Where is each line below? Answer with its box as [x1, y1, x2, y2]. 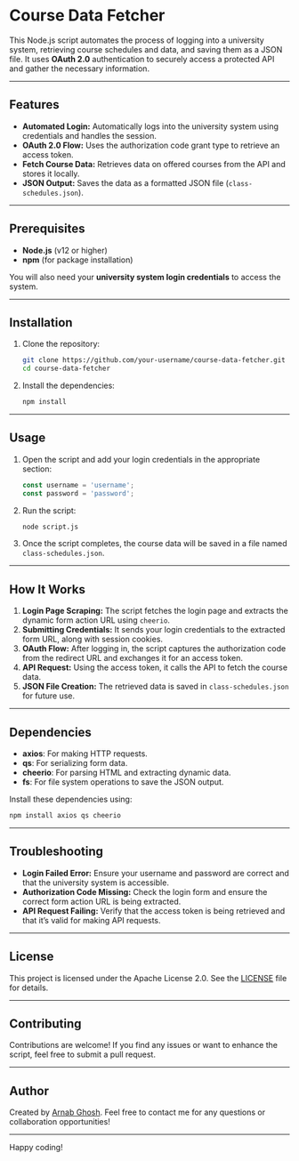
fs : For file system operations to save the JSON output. [21, 777, 224, 787]
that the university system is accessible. [21, 877, 169, 888]
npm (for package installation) [21, 254, 133, 265]
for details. [9, 982, 49, 993]
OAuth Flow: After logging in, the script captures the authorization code [21, 643, 287, 654]
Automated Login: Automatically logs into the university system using [21, 121, 279, 132]
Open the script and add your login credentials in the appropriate [21, 454, 261, 464]
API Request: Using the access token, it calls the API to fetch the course [21, 662, 287, 673]
